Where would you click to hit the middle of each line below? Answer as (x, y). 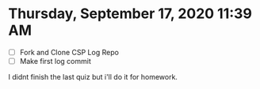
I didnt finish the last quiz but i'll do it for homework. (93, 77)
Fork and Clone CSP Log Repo (69, 52)
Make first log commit (55, 61)
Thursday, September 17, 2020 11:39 (130, 14)
